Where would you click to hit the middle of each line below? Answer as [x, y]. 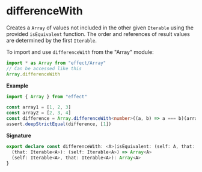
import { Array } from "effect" [47, 96]
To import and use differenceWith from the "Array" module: [80, 52]
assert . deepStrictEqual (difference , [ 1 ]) [59, 124]
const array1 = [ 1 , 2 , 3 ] [38, 107]
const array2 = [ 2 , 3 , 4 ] [38, 113]
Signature [19, 135]
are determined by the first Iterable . [52, 40]
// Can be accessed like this [44, 68]
